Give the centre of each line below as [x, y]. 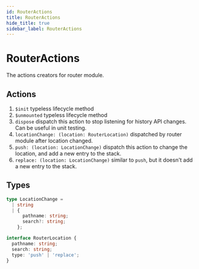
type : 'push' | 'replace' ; [46, 255]
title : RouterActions [33, 17]
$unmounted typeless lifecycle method [61, 115]
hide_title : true [28, 23]
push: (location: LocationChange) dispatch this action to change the [101, 147]
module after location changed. [54, 141]
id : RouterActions [29, 12]
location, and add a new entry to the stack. [68, 153]
